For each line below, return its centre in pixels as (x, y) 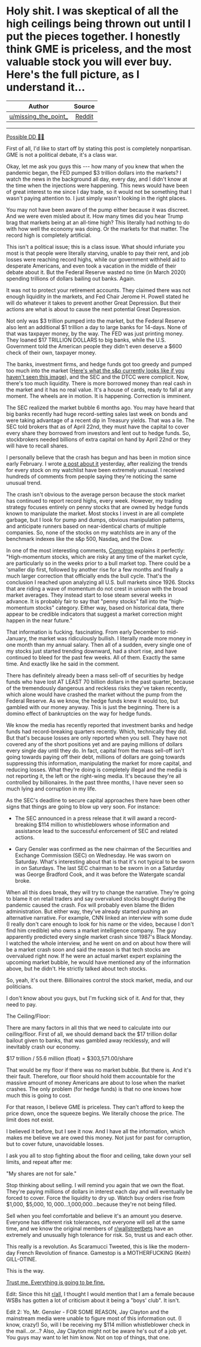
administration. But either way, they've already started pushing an (87, 911)
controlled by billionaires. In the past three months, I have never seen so (95, 782)
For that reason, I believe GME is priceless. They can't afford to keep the (95, 1107)
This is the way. (25, 1270)
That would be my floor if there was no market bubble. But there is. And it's (99, 1070)
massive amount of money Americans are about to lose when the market (96, 1083)
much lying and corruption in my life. (51, 789)
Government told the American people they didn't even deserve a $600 (94, 346)
